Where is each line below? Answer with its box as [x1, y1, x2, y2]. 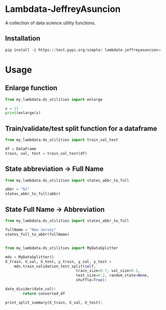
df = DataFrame [5, 146, 37, 151]
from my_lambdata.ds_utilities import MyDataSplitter [5, 246, 119, 250]
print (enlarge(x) [5, 111, 41, 116]
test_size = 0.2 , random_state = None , [76, 273, 149, 278]
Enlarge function [5, 84, 58, 92]
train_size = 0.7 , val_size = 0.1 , [76, 268, 140, 273]
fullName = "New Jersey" [5, 227, 56, 232]
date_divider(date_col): [5, 287, 56, 292]
